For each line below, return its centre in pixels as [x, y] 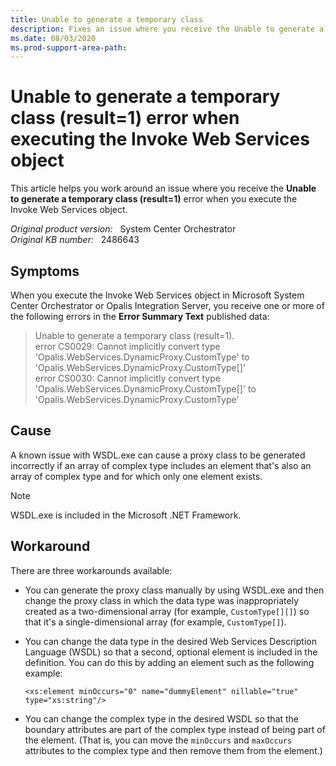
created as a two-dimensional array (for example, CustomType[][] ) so [167, 611]
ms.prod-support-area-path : [69, 47]
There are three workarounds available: [91, 570]
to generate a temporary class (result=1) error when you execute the [154, 199]
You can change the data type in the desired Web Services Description [170, 641]
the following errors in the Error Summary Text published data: [140, 316]
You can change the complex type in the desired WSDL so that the [162, 718]
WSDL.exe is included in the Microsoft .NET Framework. [126, 515]
